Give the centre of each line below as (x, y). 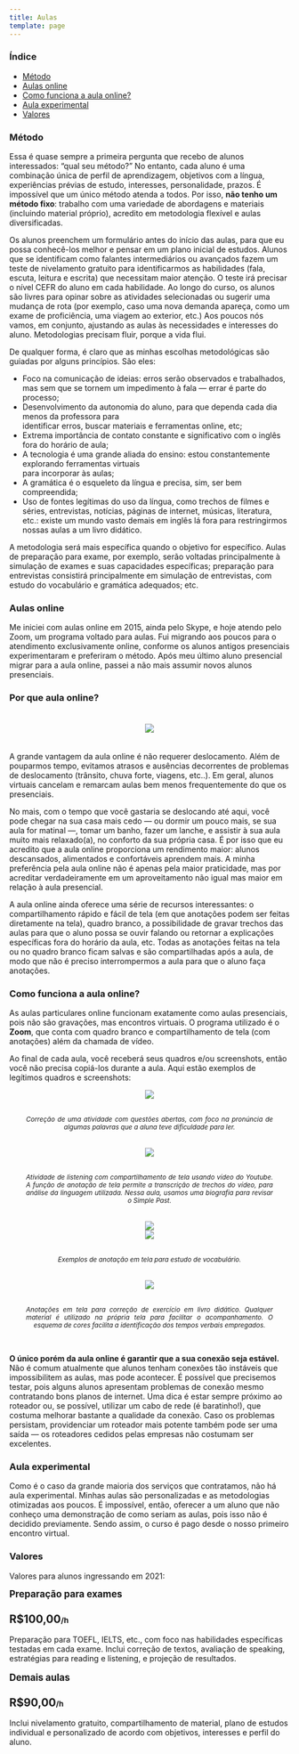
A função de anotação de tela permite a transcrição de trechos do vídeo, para (149, 1185)
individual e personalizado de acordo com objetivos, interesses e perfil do (145, 1733)
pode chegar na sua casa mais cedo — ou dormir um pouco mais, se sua (143, 821)
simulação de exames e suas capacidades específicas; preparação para (141, 566)
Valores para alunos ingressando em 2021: (87, 1576)
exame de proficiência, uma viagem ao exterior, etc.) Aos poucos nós (137, 316)
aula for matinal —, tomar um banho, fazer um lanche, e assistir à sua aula (145, 830)
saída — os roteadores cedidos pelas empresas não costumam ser (131, 1433)
